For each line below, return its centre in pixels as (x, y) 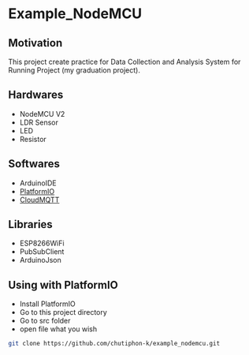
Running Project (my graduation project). (74, 70)
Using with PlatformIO (63, 285)
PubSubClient (42, 252)
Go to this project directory (63, 312)
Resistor (33, 139)
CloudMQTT (39, 200)
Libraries (30, 224)
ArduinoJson (40, 260)
